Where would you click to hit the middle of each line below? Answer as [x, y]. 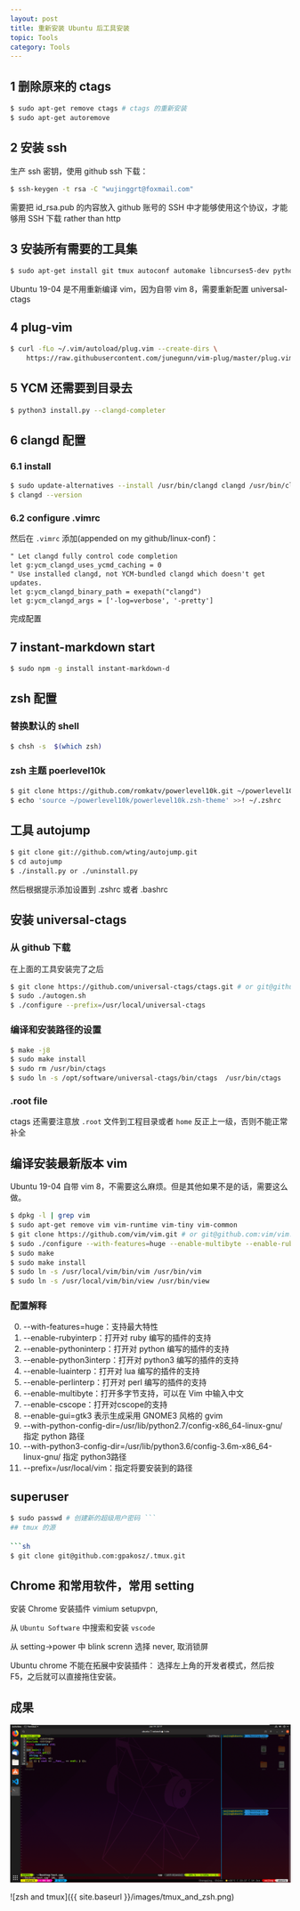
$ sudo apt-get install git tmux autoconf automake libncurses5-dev [140, 271]
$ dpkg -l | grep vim [50, 1216]
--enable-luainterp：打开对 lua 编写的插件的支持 [111, 1372]
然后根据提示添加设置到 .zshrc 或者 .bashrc [89, 889]
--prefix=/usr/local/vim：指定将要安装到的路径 [108, 1468]
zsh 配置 [33, 699]
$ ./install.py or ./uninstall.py [74, 871]
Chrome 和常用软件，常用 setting [102, 1586]
